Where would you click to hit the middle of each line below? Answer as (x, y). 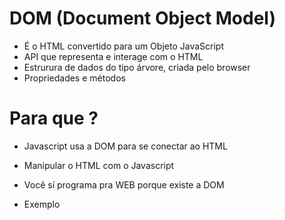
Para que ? (54, 118)
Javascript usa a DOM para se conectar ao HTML (125, 146)
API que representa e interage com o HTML (113, 56)
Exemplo (42, 204)
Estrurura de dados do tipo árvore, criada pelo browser (137, 67)
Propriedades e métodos (74, 78)
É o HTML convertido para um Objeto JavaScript (123, 46)
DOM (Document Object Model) (143, 18)
